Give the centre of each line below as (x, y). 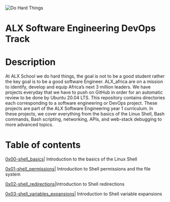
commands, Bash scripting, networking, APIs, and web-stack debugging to (84, 119)
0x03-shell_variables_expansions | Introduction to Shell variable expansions (84, 194)
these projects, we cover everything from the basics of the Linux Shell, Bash (85, 114)
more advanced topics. (29, 125)
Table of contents (43, 145)
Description (30, 62)
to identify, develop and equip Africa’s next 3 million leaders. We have (78, 87)
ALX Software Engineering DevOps (80, 28)
